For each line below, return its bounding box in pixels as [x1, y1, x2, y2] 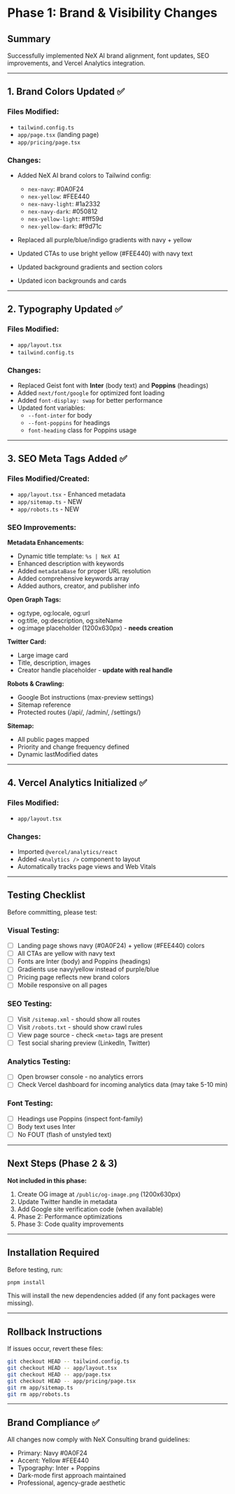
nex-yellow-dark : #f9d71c [27, 222, 102, 230]
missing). [7, 1299, 34, 1307]
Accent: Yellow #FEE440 [17, 1456, 90, 1465]
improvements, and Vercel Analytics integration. [7, 59, 145, 67]
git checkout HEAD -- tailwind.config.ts [7, 1358, 130, 1366]
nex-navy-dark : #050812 [27, 207, 98, 215]
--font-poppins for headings [27, 418, 111, 427]
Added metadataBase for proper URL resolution [17, 566, 152, 575]
